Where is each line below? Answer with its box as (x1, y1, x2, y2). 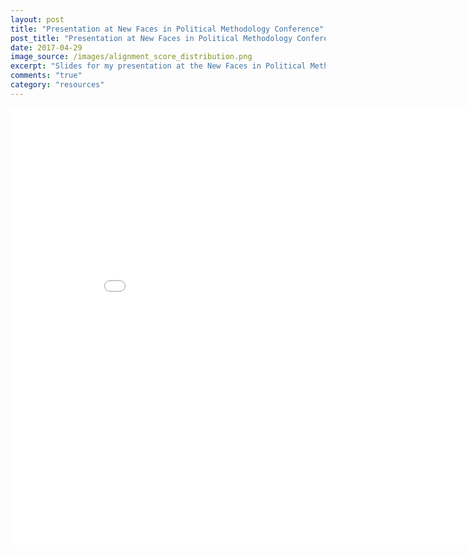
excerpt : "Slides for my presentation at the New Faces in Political (10, 61, 307, 71)
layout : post (10, 14, 65, 25)
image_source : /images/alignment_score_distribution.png (10, 52, 253, 62)
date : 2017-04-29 (10, 42, 83, 53)
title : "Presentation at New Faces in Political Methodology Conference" (10, 24, 325, 34)
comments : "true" (10, 71, 83, 81)
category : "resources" (10, 80, 105, 90)
